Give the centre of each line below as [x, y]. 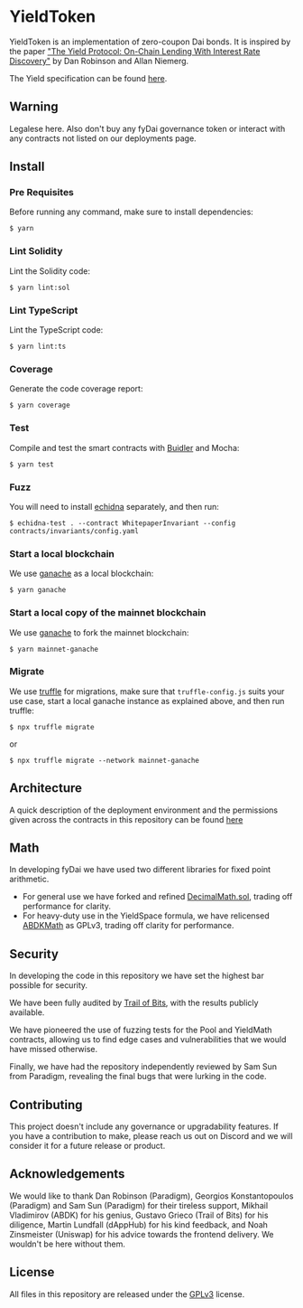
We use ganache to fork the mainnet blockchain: [99, 632]
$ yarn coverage [40, 405]
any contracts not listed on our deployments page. [103, 138]
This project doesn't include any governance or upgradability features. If [144, 1126]
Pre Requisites [42, 193]
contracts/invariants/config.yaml [74, 531]
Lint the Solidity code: [50, 271]
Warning [34, 107]
